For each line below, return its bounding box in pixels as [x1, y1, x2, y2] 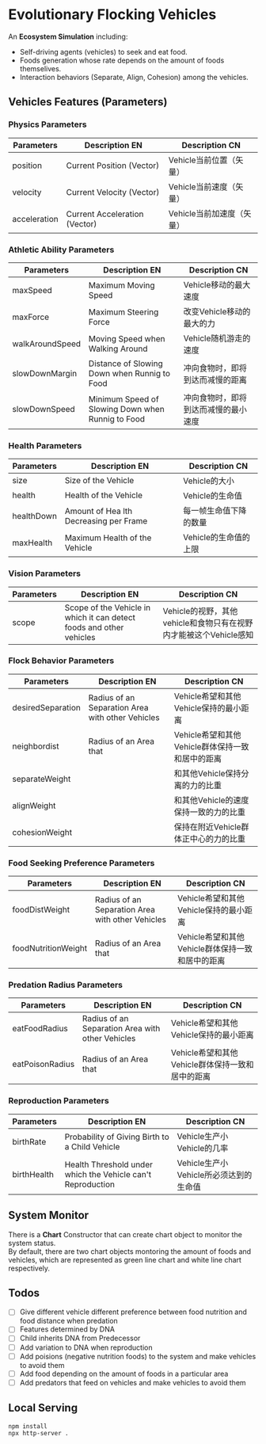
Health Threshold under [64, 1159, 153, 1170]
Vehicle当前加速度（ [168, 208, 244, 219]
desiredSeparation [12, 702, 82, 713]
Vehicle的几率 [177, 1142, 229, 1153]
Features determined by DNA [19, 1324, 115, 1334]
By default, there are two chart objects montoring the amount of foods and [8, 1246, 252, 1256]
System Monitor [8, 1209, 89, 1222]
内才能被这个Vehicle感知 [162, 629, 254, 640]
